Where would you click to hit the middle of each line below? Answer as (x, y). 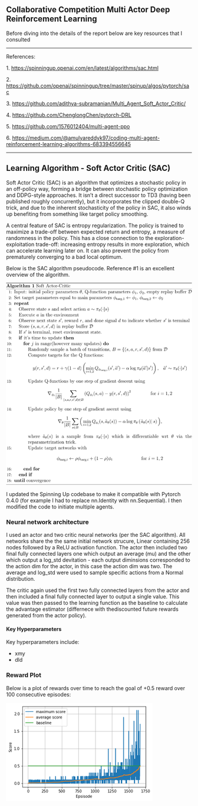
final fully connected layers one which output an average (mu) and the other (98, 554)
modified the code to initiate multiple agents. (60, 506)
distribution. (21, 579)
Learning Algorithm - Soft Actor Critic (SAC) (88, 168)
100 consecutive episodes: (39, 694)
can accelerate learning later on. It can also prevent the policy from (88, 250)
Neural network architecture (48, 522)
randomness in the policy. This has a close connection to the (80, 238)
